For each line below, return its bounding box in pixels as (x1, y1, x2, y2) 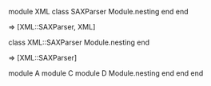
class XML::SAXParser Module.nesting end (8, 37, 150, 47)
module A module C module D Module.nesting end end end (8, 68, 204, 78)
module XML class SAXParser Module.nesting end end (8, 7, 189, 16)
